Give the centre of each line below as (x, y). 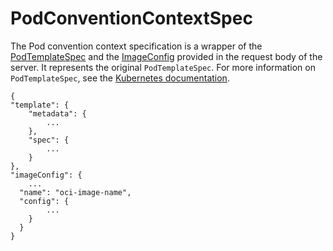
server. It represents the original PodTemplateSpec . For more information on (163, 67)
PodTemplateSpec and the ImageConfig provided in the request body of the (166, 56)
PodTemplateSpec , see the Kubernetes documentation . (120, 78)
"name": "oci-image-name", (75, 192)
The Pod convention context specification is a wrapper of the (136, 46)
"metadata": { (57, 113)
